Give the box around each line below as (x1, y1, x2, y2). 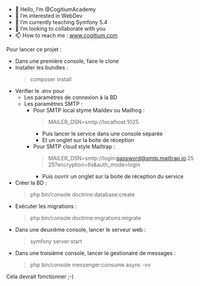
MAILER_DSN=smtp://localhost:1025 (48, 119, 139, 125)
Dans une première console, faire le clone (15, 57, 119, 65)
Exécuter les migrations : (15, 203, 77, 210)
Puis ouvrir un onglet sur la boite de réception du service (42, 173, 184, 180)
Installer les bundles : (15, 64, 68, 71)
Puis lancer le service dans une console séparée (42, 130, 163, 137)
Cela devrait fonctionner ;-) (6, 273, 74, 280)
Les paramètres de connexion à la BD (24, 94, 118, 101)
